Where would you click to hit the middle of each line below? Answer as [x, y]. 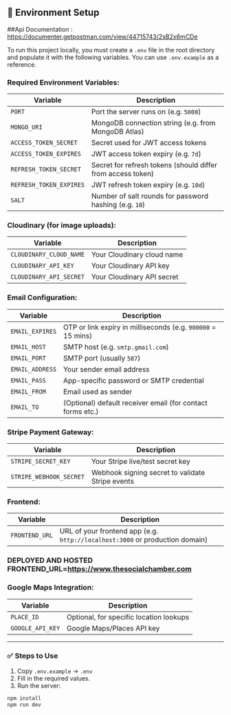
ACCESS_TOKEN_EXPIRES [46, 154]
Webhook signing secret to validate [148, 472]
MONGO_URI [26, 127]
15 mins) [78, 336]
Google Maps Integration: [51, 588]
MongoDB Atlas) [118, 131]
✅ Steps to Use [33, 656]
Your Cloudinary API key [130, 266]
